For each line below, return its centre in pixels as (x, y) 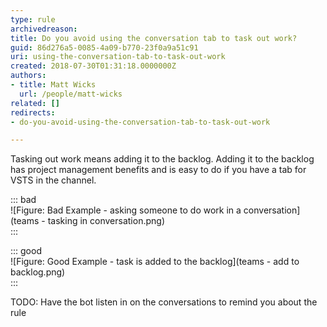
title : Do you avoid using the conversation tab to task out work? (154, 38)
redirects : (33, 112)
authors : (28, 76)
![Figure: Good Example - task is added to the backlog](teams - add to (155, 262)
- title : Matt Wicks (53, 85)
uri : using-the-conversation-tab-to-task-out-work (118, 57)
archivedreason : (44, 29)
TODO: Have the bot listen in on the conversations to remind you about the (164, 302)
